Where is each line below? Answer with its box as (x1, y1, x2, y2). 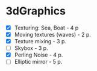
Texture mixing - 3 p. (14, 38, 67, 45)
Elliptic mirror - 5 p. (14, 58, 63, 66)
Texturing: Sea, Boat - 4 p (14, 24, 79, 31)
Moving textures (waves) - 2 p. (14, 31, 92, 38)
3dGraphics (5, 4, 66, 18)
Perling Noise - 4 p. (14, 51, 63, 58)
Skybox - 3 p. (14, 45, 49, 52)
